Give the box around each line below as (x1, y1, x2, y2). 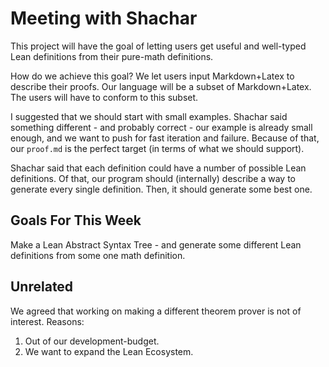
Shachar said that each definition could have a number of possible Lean (10, 162, 307, 174)
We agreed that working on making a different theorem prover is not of (10, 305, 302, 317)
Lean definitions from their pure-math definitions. (10, 50, 214, 62)
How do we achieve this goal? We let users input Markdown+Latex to (10, 70, 295, 82)
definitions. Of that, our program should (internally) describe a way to (10, 172, 297, 184)
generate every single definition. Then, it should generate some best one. (10, 183, 313, 195)
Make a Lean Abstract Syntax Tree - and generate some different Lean (10, 238, 302, 251)
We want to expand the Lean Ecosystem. (24, 345, 194, 357)
